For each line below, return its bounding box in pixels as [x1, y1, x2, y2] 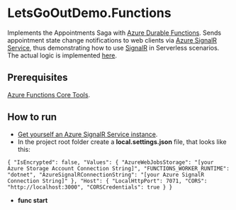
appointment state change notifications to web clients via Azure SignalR [7, 35, 218, 44]
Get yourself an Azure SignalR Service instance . [17, 130, 158, 138]
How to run [7, 111, 57, 123]
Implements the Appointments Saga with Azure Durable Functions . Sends [7, 28, 222, 37]
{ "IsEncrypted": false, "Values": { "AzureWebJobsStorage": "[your [7, 158, 214, 166]
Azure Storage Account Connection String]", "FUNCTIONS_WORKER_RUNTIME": [7, 165, 230, 172]
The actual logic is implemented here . [7, 51, 118, 60]
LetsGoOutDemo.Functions [7, 5, 172, 21]
